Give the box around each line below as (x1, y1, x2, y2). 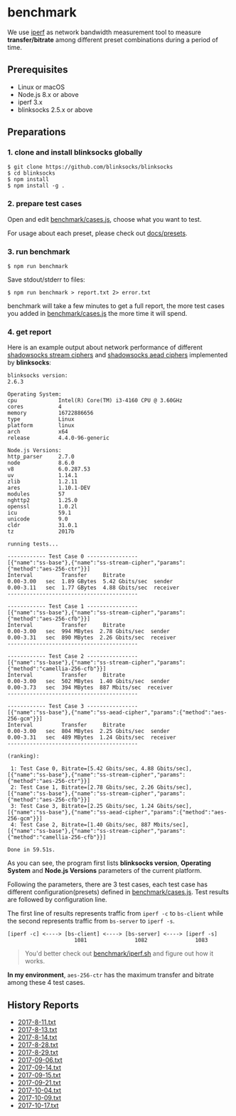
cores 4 (7, 404, 62, 411)
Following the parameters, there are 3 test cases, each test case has (7, 880, 208, 889)
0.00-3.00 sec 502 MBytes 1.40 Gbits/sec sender (7, 678, 171, 685)
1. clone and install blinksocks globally (7, 148, 143, 158)
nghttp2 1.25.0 (7, 497, 78, 504)
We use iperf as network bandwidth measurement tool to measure (7, 28, 201, 36)
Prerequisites (7, 63, 68, 76)
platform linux (7, 422, 75, 429)
